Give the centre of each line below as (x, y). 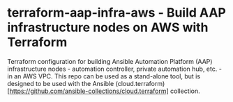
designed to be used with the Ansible (61, 83)
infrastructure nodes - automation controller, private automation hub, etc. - (114, 69)
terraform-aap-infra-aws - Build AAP (117, 13)
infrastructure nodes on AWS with (108, 27)
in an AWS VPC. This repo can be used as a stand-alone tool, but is (104, 76)
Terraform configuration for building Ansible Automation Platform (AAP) (110, 61)
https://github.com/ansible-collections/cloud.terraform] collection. (105, 91)
